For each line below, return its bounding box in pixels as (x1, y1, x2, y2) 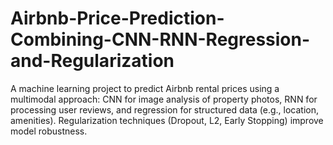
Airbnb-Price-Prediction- (10, 7, 225, 30)
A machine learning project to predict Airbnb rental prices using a (10, 82, 280, 94)
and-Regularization (10, 50, 175, 72)
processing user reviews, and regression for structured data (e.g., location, (10, 103, 320, 116)
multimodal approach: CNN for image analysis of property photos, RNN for (10, 93, 318, 105)
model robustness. (10, 125, 88, 137)
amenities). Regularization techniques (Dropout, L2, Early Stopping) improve (10, 114, 324, 126)
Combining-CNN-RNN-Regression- (10, 28, 311, 51)
